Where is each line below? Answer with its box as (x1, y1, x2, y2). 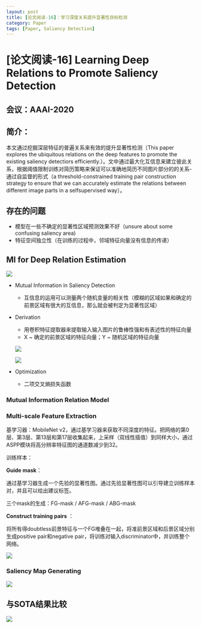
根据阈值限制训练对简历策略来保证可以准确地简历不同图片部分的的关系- (16, 165, 193, 172)
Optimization (14, 368, 47, 375)
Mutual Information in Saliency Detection (14, 282, 115, 289)
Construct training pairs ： (6, 513, 74, 520)
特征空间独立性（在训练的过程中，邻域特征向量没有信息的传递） (14, 237, 172, 244)
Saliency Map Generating (6, 567, 81, 575)
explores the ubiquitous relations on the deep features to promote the (6, 151, 178, 158)
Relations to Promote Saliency (6, 67, 159, 80)
